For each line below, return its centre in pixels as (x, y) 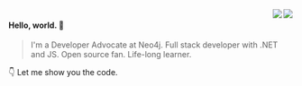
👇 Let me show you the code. (63, 73)
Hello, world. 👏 (37, 25)
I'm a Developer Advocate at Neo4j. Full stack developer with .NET (154, 45)
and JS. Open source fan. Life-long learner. (111, 55)
